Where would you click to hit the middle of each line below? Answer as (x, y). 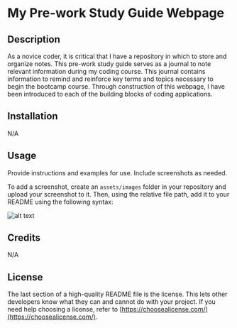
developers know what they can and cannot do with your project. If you (112, 302)
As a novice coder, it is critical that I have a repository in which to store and (117, 56)
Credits (24, 238)
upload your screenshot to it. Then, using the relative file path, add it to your (118, 194)
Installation (33, 116)
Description (34, 39)
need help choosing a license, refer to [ (65, 310)
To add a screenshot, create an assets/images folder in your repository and (117, 187)
